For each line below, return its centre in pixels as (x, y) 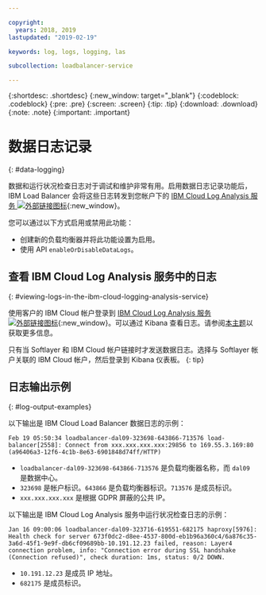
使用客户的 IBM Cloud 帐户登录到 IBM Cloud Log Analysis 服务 (110, 313)
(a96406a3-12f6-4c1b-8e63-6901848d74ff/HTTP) (85, 452)
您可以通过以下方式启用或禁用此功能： (71, 222)
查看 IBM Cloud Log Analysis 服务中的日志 (112, 277)
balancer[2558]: (35, 445)
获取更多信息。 (33, 332)
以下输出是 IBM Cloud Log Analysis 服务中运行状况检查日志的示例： (119, 514)
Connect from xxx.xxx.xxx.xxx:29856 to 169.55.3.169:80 (159, 445)
